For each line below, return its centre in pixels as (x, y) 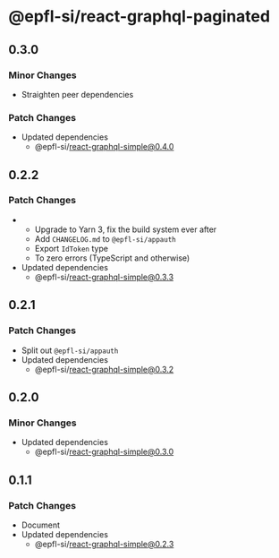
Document (40, 525)
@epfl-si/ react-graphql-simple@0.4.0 (104, 147)
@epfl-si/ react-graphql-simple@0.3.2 (104, 369)
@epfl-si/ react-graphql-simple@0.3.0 (104, 452)
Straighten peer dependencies (77, 94)
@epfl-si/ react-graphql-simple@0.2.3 (104, 544)
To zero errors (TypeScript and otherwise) (112, 258)
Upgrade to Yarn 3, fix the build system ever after (126, 229)
